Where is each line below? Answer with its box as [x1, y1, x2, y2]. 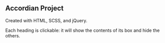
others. [5, 32, 20, 38]
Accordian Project [5, 4, 64, 13]
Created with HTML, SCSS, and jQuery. [5, 17, 88, 23]
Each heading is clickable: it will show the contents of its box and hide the [5, 27, 160, 33]
